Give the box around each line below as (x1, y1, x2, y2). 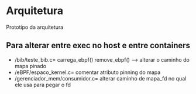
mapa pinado (14, 62, 47, 69)
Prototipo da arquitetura (6, 23, 64, 31)
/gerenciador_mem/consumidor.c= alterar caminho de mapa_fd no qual (14, 75, 187, 82)
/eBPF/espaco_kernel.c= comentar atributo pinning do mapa (14, 69, 161, 76)
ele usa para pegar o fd (14, 81, 71, 88)
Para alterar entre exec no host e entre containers (6, 41, 191, 51)
